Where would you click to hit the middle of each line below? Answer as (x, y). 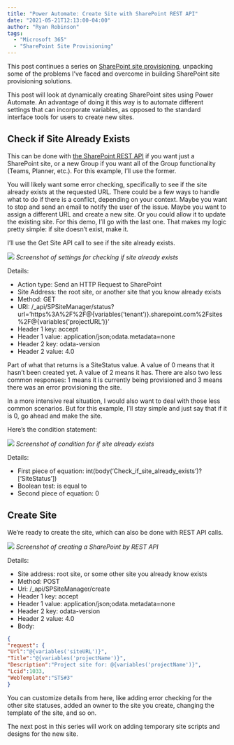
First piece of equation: (51, 471)
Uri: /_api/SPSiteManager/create (64, 589)
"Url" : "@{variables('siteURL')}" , (58, 652)
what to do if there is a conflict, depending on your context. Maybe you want (117, 199)
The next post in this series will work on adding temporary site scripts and (114, 726)
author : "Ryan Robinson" (43, 27)
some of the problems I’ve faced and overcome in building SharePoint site (114, 74)
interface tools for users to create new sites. (71, 117)
